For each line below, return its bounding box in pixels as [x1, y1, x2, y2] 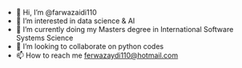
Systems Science [15, 33, 74, 42]
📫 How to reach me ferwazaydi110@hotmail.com [15, 50, 179, 60]
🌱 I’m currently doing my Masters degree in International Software [15, 25, 234, 34]
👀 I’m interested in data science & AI [15, 16, 135, 26]
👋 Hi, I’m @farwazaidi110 [15, 8, 98, 17]
